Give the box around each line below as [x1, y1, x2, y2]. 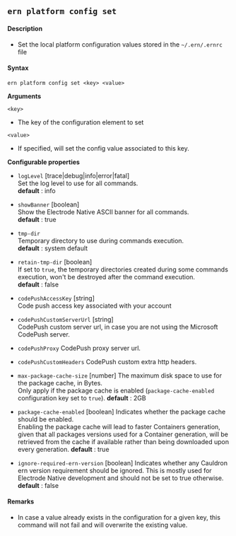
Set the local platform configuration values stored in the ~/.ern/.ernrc [17, 40, 223, 49]
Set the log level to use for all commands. [17, 179, 138, 187]
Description [7, 24, 43, 33]
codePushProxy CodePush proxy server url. [17, 344, 141, 352]
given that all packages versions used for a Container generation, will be [17, 430, 228, 438]
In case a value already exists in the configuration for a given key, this [17, 513, 221, 521]
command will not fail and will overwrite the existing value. [17, 520, 188, 529]
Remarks [7, 497, 35, 506]
